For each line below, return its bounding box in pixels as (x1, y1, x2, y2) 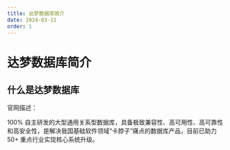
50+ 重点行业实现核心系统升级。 (7, 136, 99, 144)
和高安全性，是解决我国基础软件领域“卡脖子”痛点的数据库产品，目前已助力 (7, 127, 218, 135)
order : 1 (7, 23, 32, 30)
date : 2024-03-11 (7, 17, 57, 23)
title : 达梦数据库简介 (7, 10, 65, 17)
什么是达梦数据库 (7, 84, 80, 96)
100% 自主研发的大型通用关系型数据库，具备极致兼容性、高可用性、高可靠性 (7, 118, 224, 127)
